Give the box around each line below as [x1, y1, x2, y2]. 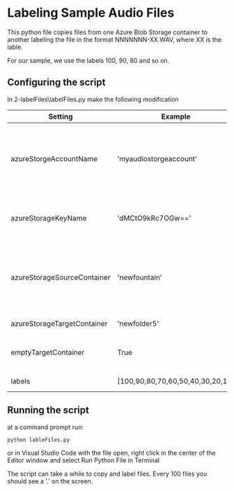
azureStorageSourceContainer [10, 272, 111, 282]
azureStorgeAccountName [10, 153, 98, 163]
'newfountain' [117, 272, 162, 282]
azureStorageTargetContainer [10, 319, 108, 328]
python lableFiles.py [7, 436, 70, 444]
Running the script [7, 405, 89, 416]
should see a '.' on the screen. [7, 477, 93, 485]
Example [161, 112, 191, 121]
